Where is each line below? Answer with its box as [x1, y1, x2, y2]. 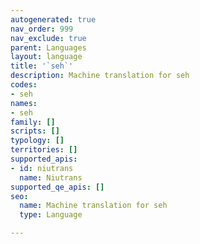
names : [10, 98, 38, 108]
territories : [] [10, 145, 78, 155]
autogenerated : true [10, 14, 97, 25]
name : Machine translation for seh [19, 201, 168, 211]
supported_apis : [10, 154, 78, 164]
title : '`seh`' [10, 61, 74, 71]
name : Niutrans [19, 172, 83, 183]
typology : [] [10, 136, 65, 146]
